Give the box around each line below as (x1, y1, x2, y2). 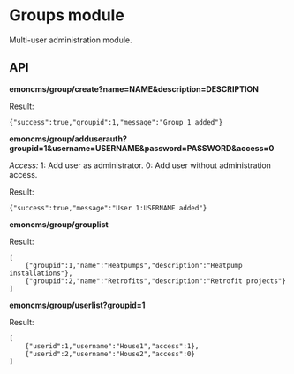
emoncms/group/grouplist (9, 218, 109, 230)
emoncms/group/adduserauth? (9, 134, 128, 144)
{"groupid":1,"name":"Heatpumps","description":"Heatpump (25, 261, 243, 270)
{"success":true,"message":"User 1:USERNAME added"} (9, 203, 207, 212)
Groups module (9, 5, 125, 26)
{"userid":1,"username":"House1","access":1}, (25, 341, 200, 350)
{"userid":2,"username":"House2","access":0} (25, 349, 196, 358)
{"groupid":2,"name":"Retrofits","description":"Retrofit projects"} (25, 276, 287, 286)
